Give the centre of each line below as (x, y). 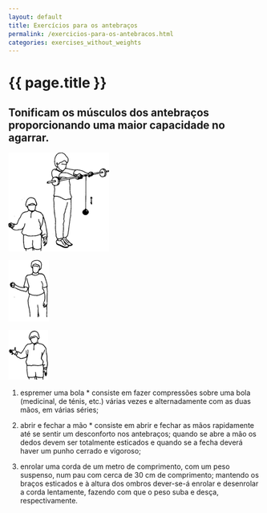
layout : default (35, 17)
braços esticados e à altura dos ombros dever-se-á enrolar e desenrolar (139, 484)
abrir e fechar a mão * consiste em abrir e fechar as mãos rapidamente (137, 425)
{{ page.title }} (58, 83)
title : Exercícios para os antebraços (73, 25)
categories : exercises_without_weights (75, 43)
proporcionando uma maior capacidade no (117, 125)
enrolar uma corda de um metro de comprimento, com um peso (125, 466)
